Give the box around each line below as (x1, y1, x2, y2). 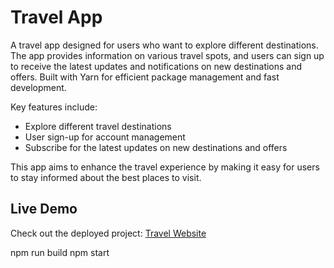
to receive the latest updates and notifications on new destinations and (10, 60, 303, 72)
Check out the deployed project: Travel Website (10, 227, 207, 239)
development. (10, 81, 67, 93)
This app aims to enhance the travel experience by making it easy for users (10, 161, 320, 173)
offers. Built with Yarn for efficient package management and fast (10, 71, 280, 83)
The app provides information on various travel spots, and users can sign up (10, 49, 325, 61)
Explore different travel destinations (24, 120, 172, 132)
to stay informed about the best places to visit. (10, 171, 202, 183)
